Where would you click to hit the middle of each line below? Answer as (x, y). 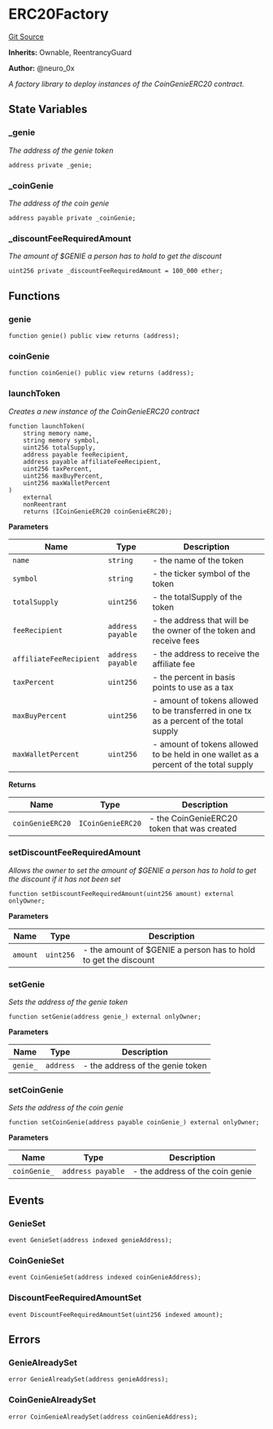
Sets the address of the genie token (68, 1002)
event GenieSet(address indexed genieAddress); (91, 1241)
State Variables (48, 109)
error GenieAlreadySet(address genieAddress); (89, 1379)
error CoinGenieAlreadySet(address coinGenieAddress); (103, 1417)
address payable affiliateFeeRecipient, (92, 461)
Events (26, 1200)
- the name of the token (198, 560)
